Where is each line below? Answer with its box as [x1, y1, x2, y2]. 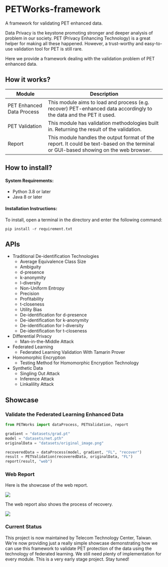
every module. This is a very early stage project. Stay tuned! [5, 556, 129, 562]
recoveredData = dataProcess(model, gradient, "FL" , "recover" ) [5, 450, 142, 455]
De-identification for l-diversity [19, 323, 84, 329]
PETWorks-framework [5, 4, 101, 15]
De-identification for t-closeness [19, 328, 87, 334]
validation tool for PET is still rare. [13, 46, 83, 52]
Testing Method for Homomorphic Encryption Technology [19, 360, 139, 366]
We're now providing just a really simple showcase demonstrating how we [5, 540, 158, 546]
